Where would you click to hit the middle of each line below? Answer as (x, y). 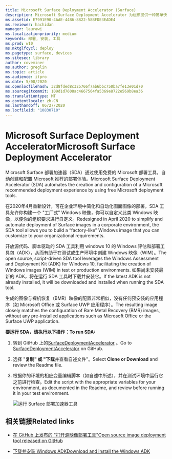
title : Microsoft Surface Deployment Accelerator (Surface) (71, 10)
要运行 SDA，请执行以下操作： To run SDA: (50, 332)
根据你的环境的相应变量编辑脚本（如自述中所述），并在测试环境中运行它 (88, 375)
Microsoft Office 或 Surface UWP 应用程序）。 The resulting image (89, 304)
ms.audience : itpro (26, 77)
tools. (11, 195)
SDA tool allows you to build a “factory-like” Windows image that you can (82, 230)
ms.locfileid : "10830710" (33, 110)
